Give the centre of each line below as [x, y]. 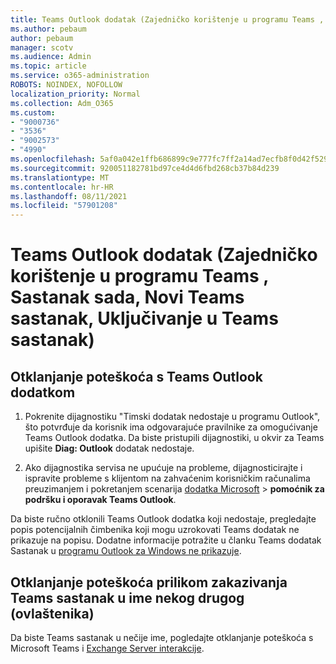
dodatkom [43, 392]
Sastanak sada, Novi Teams [127, 297]
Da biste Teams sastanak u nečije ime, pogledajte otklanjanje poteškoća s [162, 637]
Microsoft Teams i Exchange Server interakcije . [107, 648]
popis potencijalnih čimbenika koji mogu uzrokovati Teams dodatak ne [155, 530]
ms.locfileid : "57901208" [64, 206]
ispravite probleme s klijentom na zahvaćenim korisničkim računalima [167, 478]
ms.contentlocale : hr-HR [62, 187]
